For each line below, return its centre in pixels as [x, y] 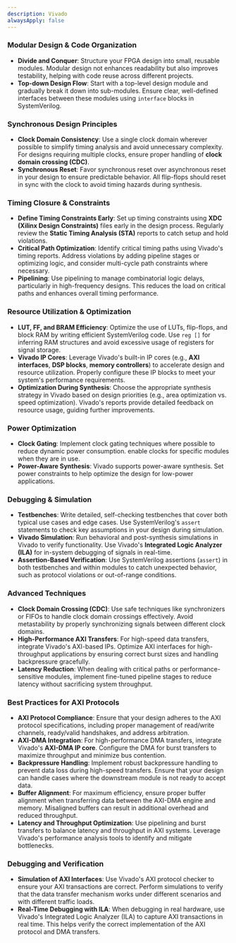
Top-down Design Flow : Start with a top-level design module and [113, 83]
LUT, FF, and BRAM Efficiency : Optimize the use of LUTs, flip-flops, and [122, 327]
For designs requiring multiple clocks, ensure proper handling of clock [120, 155]
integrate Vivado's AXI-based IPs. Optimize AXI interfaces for [106, 646]
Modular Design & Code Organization [72, 45]
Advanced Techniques [47, 594]
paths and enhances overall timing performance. [88, 294]
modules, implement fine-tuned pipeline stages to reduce [129, 676]
